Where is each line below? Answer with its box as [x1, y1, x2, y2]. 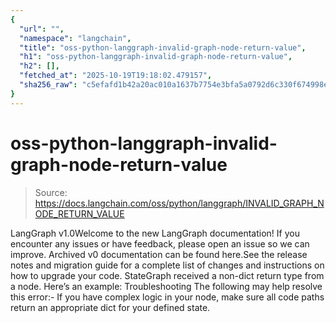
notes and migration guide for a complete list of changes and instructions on [10, 259, 325, 271]
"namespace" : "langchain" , [19, 33, 132, 43]
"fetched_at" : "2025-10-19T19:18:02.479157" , [19, 71, 213, 81]
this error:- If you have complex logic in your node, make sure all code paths [10, 291, 325, 303]
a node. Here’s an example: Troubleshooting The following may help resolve [10, 280, 323, 292]
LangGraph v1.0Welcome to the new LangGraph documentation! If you [10, 227, 300, 239]
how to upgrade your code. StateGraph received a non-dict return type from [10, 269, 325, 281]
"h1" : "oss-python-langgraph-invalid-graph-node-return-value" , [19, 52, 293, 62]
